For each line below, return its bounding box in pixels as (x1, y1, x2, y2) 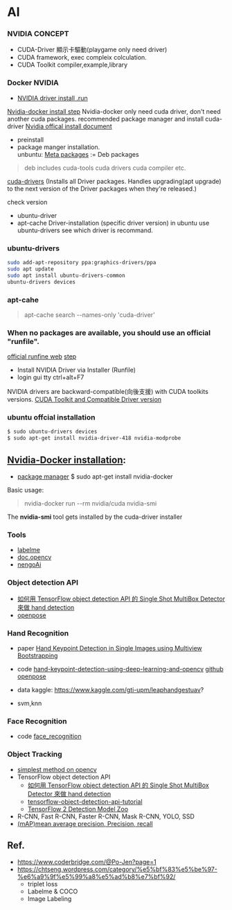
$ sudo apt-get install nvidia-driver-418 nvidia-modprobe (7, 435, 181, 442)
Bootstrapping (17, 651, 58, 660)
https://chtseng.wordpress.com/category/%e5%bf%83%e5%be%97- (17, 865, 218, 874)
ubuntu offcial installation (7, 413, 96, 422)
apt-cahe (7, 295, 39, 304)
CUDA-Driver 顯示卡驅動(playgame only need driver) (17, 46, 168, 54)
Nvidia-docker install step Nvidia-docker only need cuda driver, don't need (7, 107, 221, 115)
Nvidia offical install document (25, 122, 112, 130)
